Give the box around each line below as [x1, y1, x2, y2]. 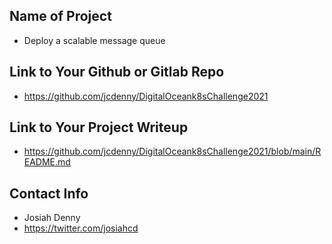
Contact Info [9, 185, 89, 202]
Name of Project [9, 8, 112, 25]
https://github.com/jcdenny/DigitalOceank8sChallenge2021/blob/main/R [23, 145, 322, 158]
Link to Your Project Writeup [9, 119, 189, 136]
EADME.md [23, 156, 71, 168]
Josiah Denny [23, 212, 81, 224]
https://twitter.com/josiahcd [23, 222, 139, 234]
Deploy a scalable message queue [23, 34, 166, 46]
